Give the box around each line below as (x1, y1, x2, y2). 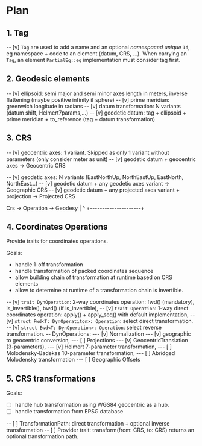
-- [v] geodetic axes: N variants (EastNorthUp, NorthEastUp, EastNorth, (6, 173, 184, 181)
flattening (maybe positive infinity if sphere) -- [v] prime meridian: (6, 96, 170, 103)
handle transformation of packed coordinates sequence (14, 268, 154, 275)
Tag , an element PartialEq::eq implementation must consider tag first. (6, 57, 181, 63)
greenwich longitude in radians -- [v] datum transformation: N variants (6, 102, 181, 110)
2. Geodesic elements (6, 74, 90, 84)
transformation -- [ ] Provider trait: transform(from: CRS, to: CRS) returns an (6, 426, 195, 434)
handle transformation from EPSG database (14, 408, 124, 415)
